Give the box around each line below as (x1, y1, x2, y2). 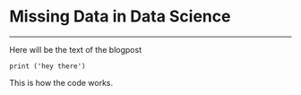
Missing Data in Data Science (9, 6, 231, 27)
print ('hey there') (9, 61, 87, 71)
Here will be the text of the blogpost (9, 44, 142, 55)
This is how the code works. (9, 77, 114, 88)
